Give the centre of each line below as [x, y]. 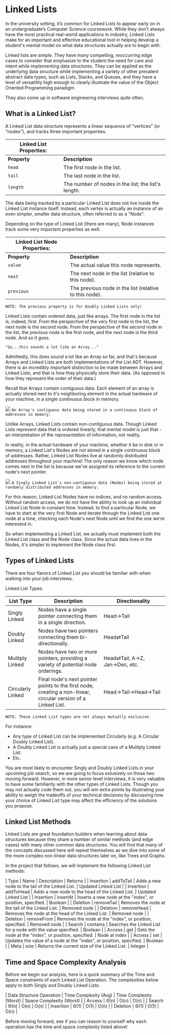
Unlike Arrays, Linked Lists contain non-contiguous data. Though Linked [81, 424]
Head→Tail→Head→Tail [132, 692]
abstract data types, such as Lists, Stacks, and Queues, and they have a [81, 77]
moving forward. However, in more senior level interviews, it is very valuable [85, 779]
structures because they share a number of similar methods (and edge [79, 839]
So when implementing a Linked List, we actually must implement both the [83, 534]
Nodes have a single [62, 609]
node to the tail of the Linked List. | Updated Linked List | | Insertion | [77, 886]
